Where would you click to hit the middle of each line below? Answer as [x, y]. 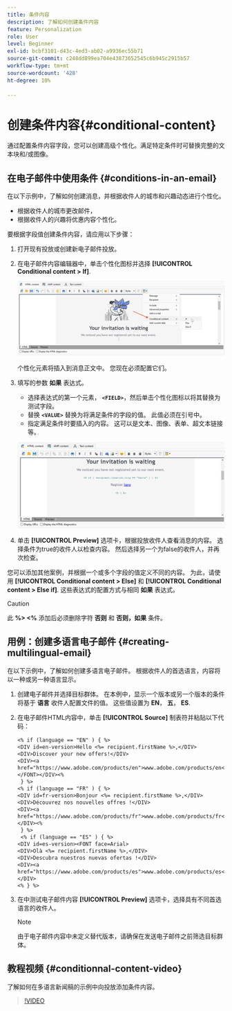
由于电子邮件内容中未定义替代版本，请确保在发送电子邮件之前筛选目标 [117, 936]
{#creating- [144, 642]
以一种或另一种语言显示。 [43, 679]
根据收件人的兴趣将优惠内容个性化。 [69, 220]
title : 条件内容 [28, 15]
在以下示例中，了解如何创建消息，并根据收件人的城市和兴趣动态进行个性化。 [116, 196]
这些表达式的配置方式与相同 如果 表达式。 [120, 590]
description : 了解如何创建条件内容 [53, 22]
